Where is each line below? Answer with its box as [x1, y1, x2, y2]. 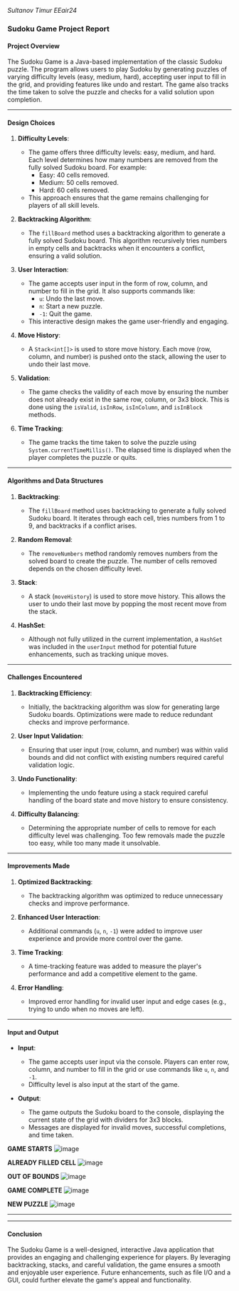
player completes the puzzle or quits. [28, 453, 137, 462]
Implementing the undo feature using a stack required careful [28, 788, 208, 797]
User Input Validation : [17, 731, 84, 740]
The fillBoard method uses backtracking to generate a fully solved [28, 506, 226, 515]
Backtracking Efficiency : [17, 688, 92, 697]
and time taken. [28, 1131, 74, 1140]
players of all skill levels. [28, 201, 100, 210]
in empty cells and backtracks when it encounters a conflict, [28, 244, 206, 253]
